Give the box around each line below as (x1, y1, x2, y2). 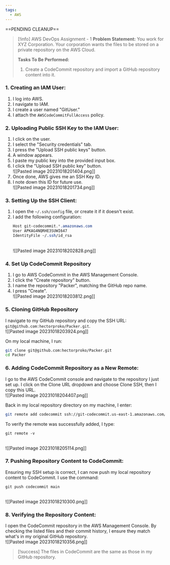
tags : (5, 7, 17, 13)
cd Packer (5, 352, 26, 357)
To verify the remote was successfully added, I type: (5, 421, 115, 427)
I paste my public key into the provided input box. (12, 157, 116, 164)
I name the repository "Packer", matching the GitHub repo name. (12, 282, 147, 289)
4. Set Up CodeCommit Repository (5, 260, 92, 267)
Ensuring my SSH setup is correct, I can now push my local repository (5, 469, 151, 475)
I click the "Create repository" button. (12, 277, 91, 284)
